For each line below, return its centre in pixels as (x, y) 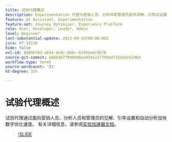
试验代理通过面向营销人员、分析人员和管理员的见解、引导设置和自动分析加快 (86, 118)
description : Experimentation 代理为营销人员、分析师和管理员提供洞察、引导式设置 (86, 15)
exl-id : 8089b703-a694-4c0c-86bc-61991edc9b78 (56, 52)
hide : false (18, 48)
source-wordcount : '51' (31, 67)
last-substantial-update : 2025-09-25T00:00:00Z (57, 39)
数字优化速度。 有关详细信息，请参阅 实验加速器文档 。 (62, 124)
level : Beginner (23, 34)
